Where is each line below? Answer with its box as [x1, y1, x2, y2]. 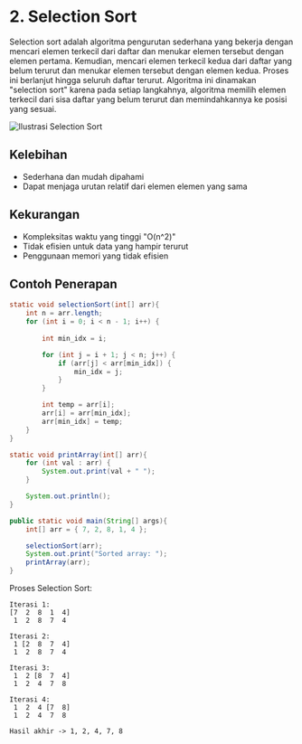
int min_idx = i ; [42, 334, 107, 343]
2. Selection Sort [9, 6, 137, 27]
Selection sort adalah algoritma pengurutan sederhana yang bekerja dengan [9, 36, 294, 47]
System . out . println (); [25, 492, 111, 501]
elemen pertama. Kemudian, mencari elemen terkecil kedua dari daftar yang [9, 55, 292, 66]
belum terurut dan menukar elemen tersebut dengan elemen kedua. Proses [9, 65, 289, 76]
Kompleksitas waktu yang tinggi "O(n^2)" [22, 231, 176, 241]
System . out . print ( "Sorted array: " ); [25, 550, 168, 559]
